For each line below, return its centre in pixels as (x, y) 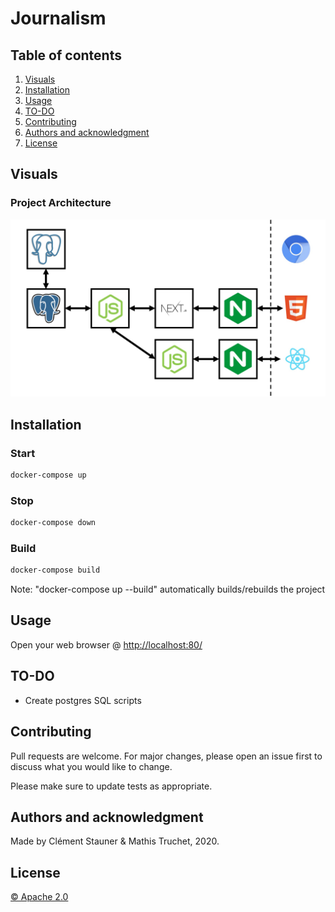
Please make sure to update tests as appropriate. (111, 786)
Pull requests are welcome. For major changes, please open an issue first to (166, 756)
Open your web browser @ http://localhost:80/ (106, 644)
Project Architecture (61, 203)
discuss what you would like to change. (91, 766)
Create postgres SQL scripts (83, 700)
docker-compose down (53, 523)
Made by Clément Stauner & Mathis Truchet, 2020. (115, 841)
